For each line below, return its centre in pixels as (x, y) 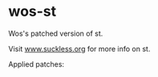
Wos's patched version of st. (56, 33)
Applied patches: (36, 64)
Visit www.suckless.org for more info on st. (79, 48)
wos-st (32, 12)
